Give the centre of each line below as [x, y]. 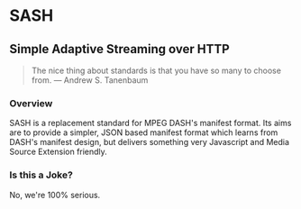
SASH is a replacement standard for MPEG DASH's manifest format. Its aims [150, 123]
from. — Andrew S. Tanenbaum [90, 80]
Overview [31, 103]
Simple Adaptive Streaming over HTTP [119, 49]
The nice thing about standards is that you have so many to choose [156, 70]
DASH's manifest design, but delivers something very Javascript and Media [150, 142]
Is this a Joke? [41, 175]
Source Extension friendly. [59, 152]
